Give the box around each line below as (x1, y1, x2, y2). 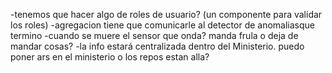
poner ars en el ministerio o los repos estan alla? (10, 51, 210, 63)
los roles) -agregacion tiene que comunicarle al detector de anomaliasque (10, 19, 316, 31)
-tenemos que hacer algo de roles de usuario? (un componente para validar (10, 9, 323, 20)
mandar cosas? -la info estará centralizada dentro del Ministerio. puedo (10, 40, 305, 52)
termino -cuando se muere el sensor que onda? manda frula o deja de (10, 30, 299, 41)
